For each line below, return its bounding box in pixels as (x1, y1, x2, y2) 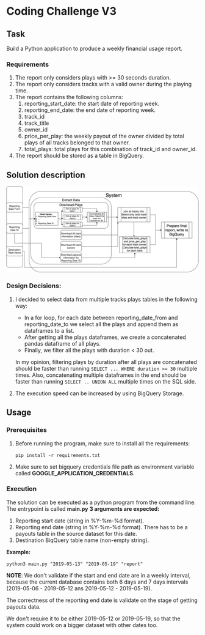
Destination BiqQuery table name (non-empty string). (15, 537, 149, 544)
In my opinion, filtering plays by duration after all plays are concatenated (15, 358, 197, 365)
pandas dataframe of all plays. (24, 340, 101, 347)
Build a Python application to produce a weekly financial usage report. (6, 45, 183, 52)
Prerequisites (6, 426, 47, 434)
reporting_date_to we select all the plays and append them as (24, 320, 179, 328)
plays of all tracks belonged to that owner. (24, 139, 130, 146)
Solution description (6, 169, 85, 180)
